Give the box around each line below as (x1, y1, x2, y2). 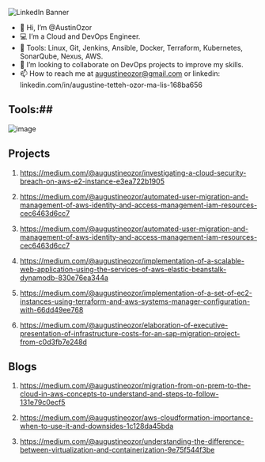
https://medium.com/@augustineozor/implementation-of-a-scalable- (19, 256, 245, 265)
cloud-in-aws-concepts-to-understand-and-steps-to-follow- (19, 389, 219, 399)
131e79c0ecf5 (19, 398, 66, 407)
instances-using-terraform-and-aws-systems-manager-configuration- (19, 297, 251, 306)
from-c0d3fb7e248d (19, 337, 87, 346)
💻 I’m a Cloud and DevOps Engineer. (19, 32, 141, 41)
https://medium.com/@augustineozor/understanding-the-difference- (19, 437, 245, 446)
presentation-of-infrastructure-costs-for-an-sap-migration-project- (19, 328, 240, 338)
